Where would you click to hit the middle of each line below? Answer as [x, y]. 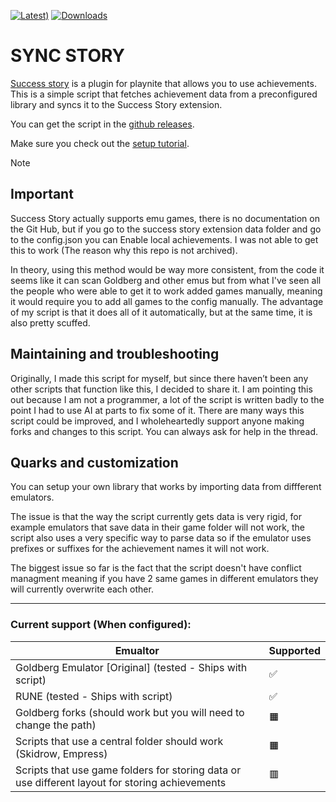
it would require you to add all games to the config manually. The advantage [167, 301]
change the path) [56, 725]
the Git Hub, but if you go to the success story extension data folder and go [166, 229]
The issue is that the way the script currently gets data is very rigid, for [156, 517]
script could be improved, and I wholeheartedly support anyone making [157, 421]
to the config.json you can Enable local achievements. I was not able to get [164, 239]
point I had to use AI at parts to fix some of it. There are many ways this [157, 410]
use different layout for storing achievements [121, 782]
